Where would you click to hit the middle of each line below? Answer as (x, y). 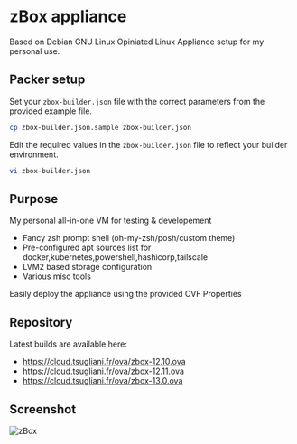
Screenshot (43, 409)
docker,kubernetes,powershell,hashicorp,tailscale (115, 257)
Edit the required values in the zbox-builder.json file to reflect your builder (148, 144)
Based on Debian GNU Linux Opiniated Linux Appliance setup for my (137, 42)
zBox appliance (68, 17)
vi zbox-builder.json (50, 171)
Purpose (34, 199)
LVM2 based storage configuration (87, 267)
